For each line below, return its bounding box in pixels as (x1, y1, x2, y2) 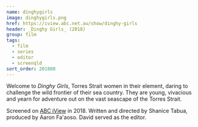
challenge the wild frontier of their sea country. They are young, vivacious (6, 89, 192, 96)
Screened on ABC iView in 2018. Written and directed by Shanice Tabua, (6, 107, 188, 115)
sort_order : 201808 (6, 65, 56, 72)
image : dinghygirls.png (6, 15, 67, 21)
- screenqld (12, 60, 43, 66)
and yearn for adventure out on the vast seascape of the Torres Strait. (6, 95, 182, 103)
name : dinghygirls (6, 9, 53, 15)
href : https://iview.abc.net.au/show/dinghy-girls (6, 20, 138, 26)
